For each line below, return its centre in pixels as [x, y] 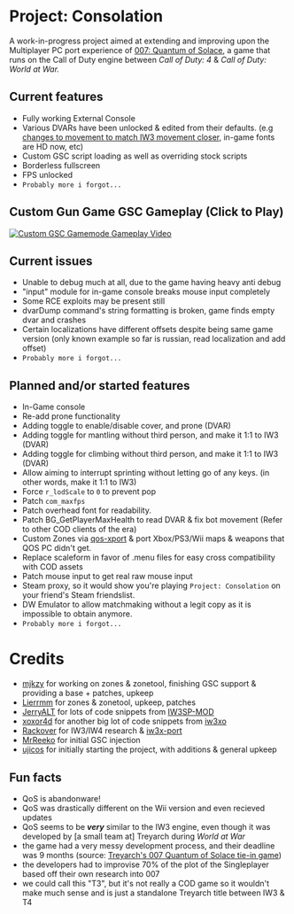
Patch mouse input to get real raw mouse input [107, 577]
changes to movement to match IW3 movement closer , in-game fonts [148, 137]
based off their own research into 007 [91, 873]
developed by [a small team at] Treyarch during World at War [134, 836]
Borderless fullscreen [61, 165]
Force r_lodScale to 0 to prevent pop [89, 492]
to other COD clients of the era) [79, 530]
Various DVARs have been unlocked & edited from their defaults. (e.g [147, 128]
